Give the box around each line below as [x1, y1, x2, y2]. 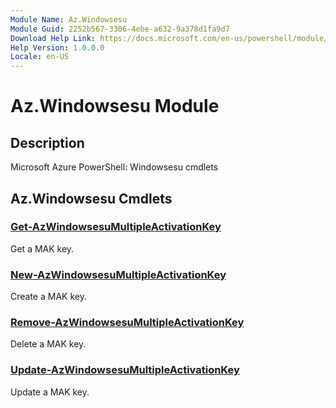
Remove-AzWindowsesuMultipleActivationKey [10, 316, 245, 330]
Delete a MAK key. [10, 338, 87, 350]
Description [10, 134, 85, 151]
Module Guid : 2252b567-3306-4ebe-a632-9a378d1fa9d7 [10, 24, 230, 34]
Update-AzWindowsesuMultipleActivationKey [10, 363, 240, 377]
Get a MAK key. [10, 242, 75, 255]
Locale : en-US [10, 52, 70, 62]
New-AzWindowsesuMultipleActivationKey [10, 267, 227, 281]
